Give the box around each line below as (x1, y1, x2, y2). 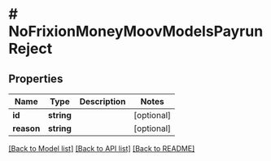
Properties (8, 72, 63, 85)
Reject (8, 40, 53, 58)
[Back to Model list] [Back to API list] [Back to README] (8, 144, 195, 153)
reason (12, 123, 41, 134)
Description (79, 96, 126, 107)
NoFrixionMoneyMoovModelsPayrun (8, 22, 264, 41)
